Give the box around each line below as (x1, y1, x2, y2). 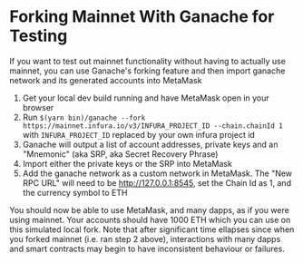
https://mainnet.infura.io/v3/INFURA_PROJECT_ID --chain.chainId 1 (22, 121, 283, 131)
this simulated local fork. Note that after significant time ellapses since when (9, 224, 295, 235)
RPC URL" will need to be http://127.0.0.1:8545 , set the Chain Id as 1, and (22, 177, 292, 188)
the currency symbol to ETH (22, 187, 128, 198)
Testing (9, 25, 68, 46)
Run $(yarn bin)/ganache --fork (22, 112, 146, 122)
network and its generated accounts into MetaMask (9, 74, 202, 85)
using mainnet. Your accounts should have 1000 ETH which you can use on (9, 214, 291, 225)
